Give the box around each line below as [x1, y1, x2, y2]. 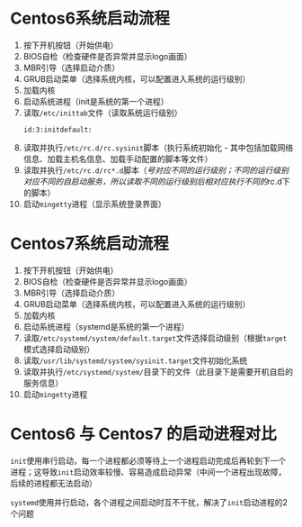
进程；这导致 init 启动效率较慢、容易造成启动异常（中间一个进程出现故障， [10, 466, 287, 477]
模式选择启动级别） [22, 343, 95, 354]
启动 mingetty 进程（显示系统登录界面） [22, 198, 167, 209]
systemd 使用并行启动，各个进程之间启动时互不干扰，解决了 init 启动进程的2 [10, 496, 289, 507]
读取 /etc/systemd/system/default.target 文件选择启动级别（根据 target [22, 332, 288, 343]
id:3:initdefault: [22, 125, 93, 134]
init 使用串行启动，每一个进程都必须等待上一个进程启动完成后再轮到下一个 [10, 455, 287, 466]
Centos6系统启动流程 [10, 8, 170, 29]
